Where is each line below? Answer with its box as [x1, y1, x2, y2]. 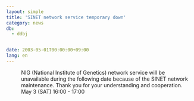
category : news [6, 20, 44, 26]
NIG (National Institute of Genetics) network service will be [21, 69, 165, 76]
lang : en [6, 53, 28, 59]
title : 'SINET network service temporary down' [6, 14, 127, 20]
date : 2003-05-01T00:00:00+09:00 [6, 47, 89, 53]
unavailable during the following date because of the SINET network [21, 75, 189, 82]
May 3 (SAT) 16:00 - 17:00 [21, 88, 85, 95]
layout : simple [6, 8, 44, 15]
